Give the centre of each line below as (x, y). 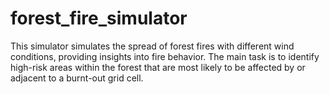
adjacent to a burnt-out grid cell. (77, 78)
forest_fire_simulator (99, 18)
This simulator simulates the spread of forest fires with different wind (152, 46)
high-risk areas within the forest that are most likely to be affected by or (158, 67)
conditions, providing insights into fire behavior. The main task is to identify (165, 56)
